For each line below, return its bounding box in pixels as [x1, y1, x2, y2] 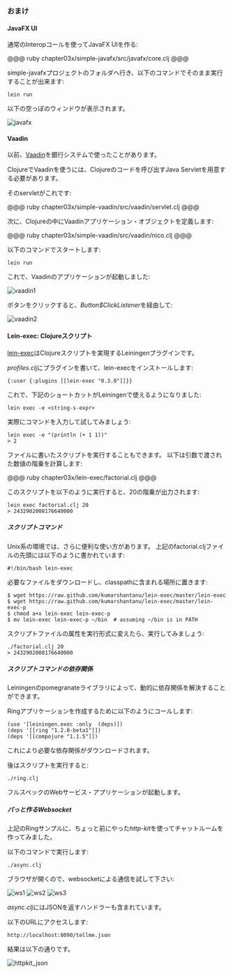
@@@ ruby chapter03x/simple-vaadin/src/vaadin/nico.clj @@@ [7, 231, 192, 240]
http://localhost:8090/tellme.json [7, 932, 111, 939]
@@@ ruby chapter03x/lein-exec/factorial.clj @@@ [7, 473, 157, 482]
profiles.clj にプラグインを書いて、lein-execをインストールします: [7, 363, 193, 372]
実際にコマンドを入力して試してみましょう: [7, 417, 131, 426]
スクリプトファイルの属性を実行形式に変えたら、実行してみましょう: [7, 629, 204, 637]
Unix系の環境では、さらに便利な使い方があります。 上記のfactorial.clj [7, 542, 206, 550]
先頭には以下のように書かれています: [19, 551, 126, 559]
